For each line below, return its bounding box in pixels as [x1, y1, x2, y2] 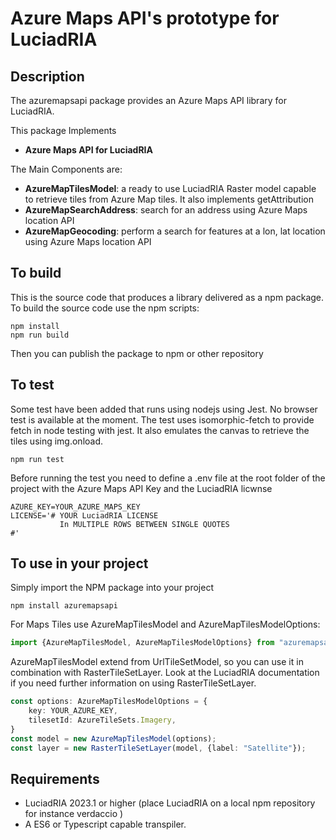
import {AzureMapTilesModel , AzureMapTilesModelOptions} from [10, 638, 275, 648]
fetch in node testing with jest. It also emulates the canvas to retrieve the [10, 424, 310, 436]
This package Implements [10, 125, 117, 136]
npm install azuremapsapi [10, 601, 118, 611]
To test [10, 377, 55, 394]
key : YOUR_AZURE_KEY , [28, 706, 118, 716]
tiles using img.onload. [10, 435, 104, 447]
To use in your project [10, 555, 149, 572]
